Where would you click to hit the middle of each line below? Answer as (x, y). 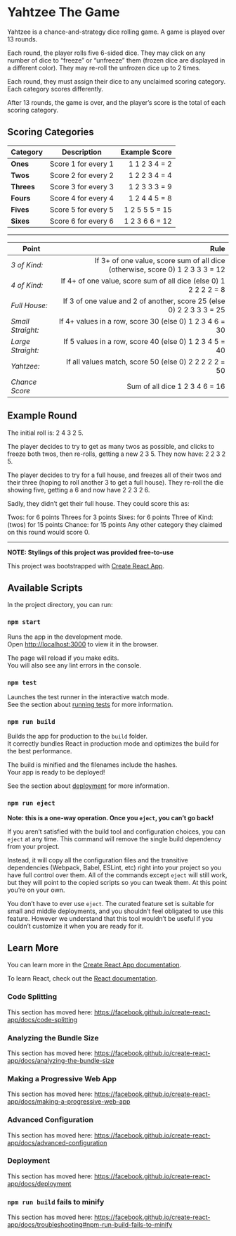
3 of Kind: (27, 265)
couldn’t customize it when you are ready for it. (76, 926)
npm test (22, 682)
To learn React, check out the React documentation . (83, 979)
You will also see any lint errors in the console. (74, 665)
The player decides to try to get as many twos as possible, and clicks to (111, 446)
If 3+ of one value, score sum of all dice (160, 260)
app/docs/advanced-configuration (57, 1142)
